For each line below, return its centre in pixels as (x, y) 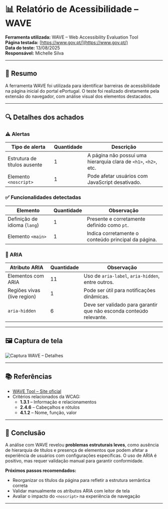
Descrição (124, 147)
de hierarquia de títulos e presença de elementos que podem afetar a (76, 450)
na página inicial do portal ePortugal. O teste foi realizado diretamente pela (82, 91)
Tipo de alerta (28, 147)
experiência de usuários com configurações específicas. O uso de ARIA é (81, 455)
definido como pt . (108, 225)
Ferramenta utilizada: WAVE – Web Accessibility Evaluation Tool (72, 37)
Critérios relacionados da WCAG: (46, 396)
